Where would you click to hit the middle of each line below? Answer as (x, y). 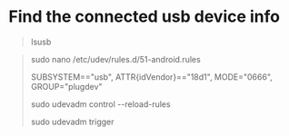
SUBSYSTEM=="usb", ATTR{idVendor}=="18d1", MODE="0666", (152, 77)
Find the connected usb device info (144, 17)
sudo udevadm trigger (72, 121)
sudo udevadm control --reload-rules (100, 104)
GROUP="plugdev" (66, 86)
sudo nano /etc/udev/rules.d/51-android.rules (115, 59)
